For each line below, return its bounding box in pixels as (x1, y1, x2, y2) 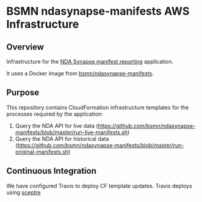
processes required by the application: (6, 110, 104, 118)
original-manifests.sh (15, 148, 69, 155)
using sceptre (6, 189, 41, 196)
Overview (6, 42, 45, 52)
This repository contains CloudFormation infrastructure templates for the (6, 103, 189, 111)
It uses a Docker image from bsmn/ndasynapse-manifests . (6, 70, 154, 77)
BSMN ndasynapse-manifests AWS (6, 4, 190, 18)
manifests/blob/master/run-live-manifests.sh (15, 129, 128, 136)
